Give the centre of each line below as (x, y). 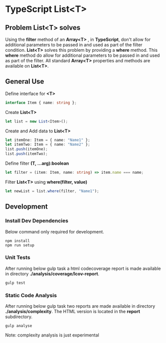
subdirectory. (19, 317)
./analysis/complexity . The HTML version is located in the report (73, 312)
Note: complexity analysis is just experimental (52, 335)
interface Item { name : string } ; (41, 103)
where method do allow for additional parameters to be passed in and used (83, 55)
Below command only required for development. (55, 231)
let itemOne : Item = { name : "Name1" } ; (48, 140)
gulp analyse (19, 326)
